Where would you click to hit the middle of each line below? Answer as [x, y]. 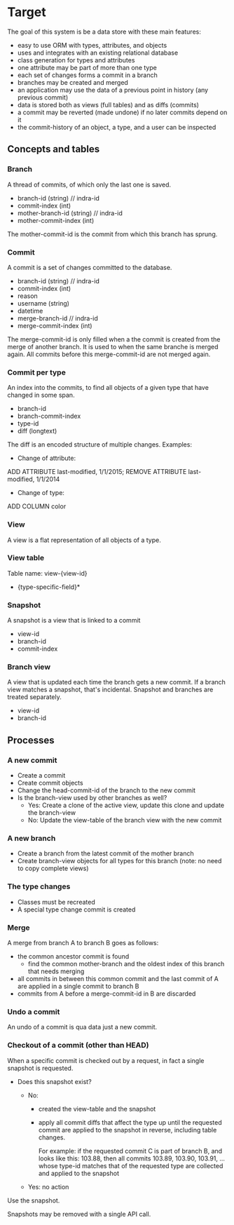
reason [28, 296]
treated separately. [34, 697]
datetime [30, 311]
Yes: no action [48, 1186]
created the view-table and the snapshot [97, 1109]
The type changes [39, 886]
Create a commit [41, 776]
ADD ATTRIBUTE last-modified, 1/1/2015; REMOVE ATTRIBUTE [97, 472]
